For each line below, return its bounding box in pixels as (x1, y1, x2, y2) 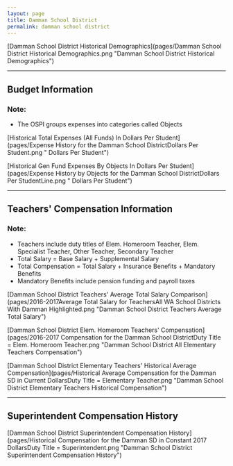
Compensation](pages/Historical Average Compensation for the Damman (7, 369, 216, 377)
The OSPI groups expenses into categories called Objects (17, 120, 182, 128)
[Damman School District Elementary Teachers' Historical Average (7, 361, 197, 369)
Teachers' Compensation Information (7, 203, 173, 215)
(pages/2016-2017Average (7, 297, 83, 306)
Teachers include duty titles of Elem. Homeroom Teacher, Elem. (17, 240, 200, 248)
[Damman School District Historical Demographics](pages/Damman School (7, 42, 222, 51)
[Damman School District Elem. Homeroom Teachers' (7, 326, 159, 334)
